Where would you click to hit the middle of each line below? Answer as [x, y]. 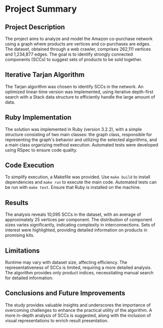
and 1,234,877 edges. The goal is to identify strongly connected [69, 54]
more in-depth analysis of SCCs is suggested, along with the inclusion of [78, 315]
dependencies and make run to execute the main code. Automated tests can [81, 182]
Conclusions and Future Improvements [65, 293]
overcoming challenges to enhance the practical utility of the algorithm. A [79, 310]
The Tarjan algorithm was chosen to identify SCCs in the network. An [74, 86]
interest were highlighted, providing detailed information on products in [76, 230]
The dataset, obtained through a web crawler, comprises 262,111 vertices [78, 49]
